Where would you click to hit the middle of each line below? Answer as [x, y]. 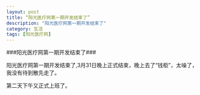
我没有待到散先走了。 [33, 73]
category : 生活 [25, 29]
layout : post [23, 12]
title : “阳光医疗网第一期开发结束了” [48, 18]
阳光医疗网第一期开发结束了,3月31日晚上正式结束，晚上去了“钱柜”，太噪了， [102, 65]
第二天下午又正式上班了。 [38, 86]
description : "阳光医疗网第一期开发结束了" [56, 23]
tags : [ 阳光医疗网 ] [29, 34]
